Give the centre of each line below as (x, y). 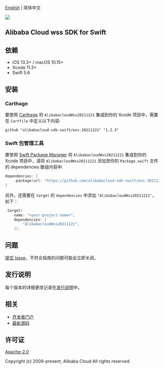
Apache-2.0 (17, 352)
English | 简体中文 (23, 8)
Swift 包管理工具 (24, 143)
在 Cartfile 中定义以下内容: (33, 121)
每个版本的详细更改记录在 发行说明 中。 (43, 287)
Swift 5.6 (21, 73)
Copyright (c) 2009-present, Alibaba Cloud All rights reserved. (68, 361)
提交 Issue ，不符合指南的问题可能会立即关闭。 (52, 258)
